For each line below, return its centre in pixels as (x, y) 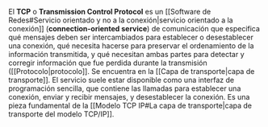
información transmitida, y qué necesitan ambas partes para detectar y (126, 54)
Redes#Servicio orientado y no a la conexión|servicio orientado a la (121, 20)
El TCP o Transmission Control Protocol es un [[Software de (110, 12)
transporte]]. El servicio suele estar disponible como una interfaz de (121, 80)
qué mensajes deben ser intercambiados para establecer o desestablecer (131, 37)
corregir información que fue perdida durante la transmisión (108, 63)
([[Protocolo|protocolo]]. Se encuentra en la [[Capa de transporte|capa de (132, 71)
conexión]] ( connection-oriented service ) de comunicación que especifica (134, 29)
